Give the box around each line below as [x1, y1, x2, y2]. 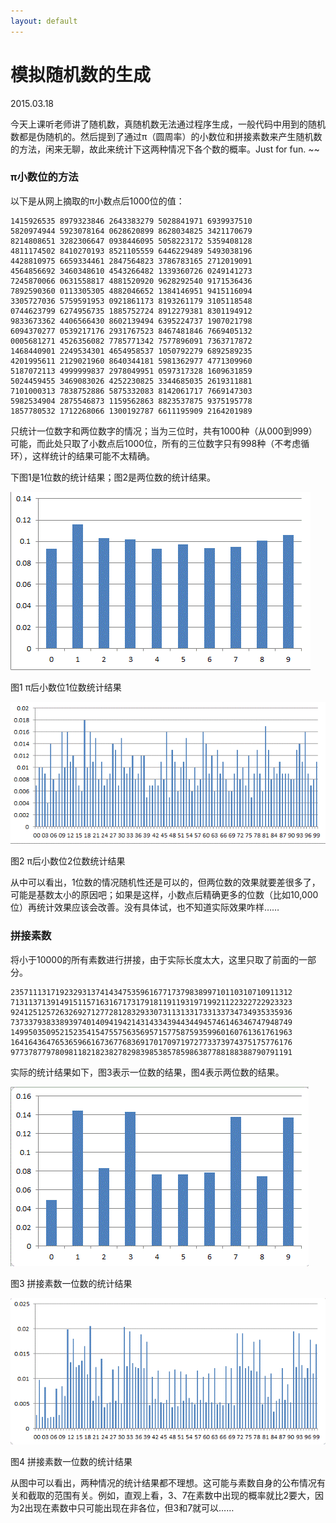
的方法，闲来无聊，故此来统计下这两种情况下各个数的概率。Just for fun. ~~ [10, 143, 320, 155]
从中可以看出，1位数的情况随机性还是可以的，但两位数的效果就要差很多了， [10, 876, 321, 889]
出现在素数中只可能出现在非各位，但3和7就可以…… [24, 1502, 235, 1514]
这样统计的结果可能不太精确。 [31, 450, 155, 462]
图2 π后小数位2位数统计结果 [10, 855, 126, 867]
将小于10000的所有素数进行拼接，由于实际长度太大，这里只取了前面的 [10, 953, 300, 965]
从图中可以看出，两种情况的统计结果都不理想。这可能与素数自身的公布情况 [10, 1477, 317, 1489]
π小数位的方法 [10, 170, 79, 184]
